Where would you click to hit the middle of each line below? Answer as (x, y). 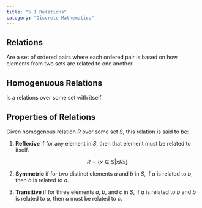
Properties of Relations (51, 117)
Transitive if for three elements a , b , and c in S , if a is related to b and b (106, 192)
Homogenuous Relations (54, 83)
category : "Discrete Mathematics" (50, 18)
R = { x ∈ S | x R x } (107, 162)
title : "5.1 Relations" (37, 12)
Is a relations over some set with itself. (54, 98)
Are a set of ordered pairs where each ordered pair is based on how (92, 57)
